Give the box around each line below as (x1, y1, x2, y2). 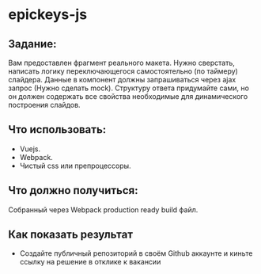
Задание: (8, 37, 57, 51)
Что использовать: (8, 123, 107, 136)
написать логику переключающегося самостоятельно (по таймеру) (8, 67, 239, 76)
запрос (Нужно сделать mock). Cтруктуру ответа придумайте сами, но (8, 83, 249, 93)
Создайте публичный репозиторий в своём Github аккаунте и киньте (19, 249, 253, 258)
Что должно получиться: (8, 184, 138, 197)
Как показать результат (8, 228, 133, 242)
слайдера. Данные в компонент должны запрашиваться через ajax (8, 75, 236, 84)
